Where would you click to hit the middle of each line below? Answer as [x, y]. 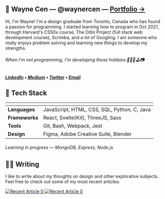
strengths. [16, 48]
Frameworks [23, 118]
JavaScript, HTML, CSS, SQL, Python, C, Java [97, 110]
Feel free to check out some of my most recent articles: [63, 182]
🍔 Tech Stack [26, 93]
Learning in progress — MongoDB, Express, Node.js [59, 147]
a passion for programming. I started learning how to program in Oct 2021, [82, 27]
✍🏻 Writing [22, 165]
